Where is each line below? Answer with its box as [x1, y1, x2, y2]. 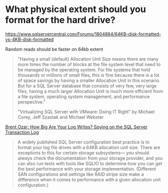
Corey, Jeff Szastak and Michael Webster [17, 114, 104, 120]
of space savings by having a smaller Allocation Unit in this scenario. [17, 77, 160, 83]
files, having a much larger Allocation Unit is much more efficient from [17, 88, 163, 94]
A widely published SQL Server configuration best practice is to [17, 139, 150, 145]
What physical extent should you [5, 4, 146, 15]
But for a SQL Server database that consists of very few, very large [17, 82, 157, 89]
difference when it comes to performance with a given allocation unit [17, 176, 161, 182]
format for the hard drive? [5, 14, 116, 26]
